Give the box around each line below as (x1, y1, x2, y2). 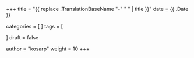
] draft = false (6, 34, 39, 41)
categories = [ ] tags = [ (6, 23, 63, 30)
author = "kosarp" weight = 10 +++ (6, 45, 90, 52)
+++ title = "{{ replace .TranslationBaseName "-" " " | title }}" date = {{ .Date (6, 6, 189, 12)
